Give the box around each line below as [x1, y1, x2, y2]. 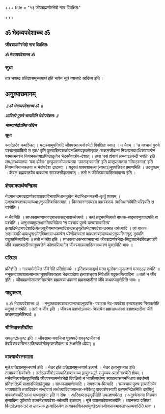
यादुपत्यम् [5, 289, 21, 296]
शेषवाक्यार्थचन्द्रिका [5, 182, 38, 189]
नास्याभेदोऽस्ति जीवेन [5, 122, 37, 128]
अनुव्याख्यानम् [5, 90, 36, 98]
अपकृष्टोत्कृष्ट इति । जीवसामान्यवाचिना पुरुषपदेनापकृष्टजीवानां [5, 335, 100, 341]
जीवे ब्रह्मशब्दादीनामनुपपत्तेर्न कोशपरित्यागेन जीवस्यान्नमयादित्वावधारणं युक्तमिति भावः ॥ [5, 242, 134, 248]
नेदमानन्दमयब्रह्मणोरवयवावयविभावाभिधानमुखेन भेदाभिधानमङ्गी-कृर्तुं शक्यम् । [5, 193, 121, 199]
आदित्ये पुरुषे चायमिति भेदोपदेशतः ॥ [5, 112, 58, 118]
